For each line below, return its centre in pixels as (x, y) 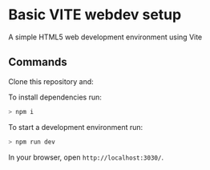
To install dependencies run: (55, 97)
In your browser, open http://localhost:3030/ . (86, 157)
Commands (38, 62)
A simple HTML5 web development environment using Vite (105, 37)
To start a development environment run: (76, 127)
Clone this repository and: (51, 81)
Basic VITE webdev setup (95, 15)
